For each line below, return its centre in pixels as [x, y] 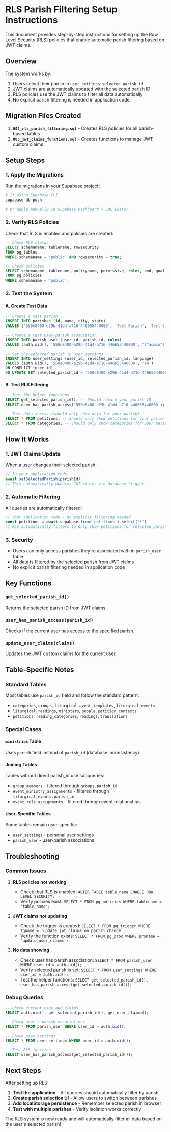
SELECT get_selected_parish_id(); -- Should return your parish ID [78, 400]
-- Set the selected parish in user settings [54, 354]
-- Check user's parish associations [45, 1022]
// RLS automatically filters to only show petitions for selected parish [86, 526]
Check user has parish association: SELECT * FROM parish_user [86, 960]
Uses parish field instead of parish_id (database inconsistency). [73, 753]
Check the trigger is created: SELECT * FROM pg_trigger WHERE [85, 926]
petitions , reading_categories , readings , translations [70, 716]
